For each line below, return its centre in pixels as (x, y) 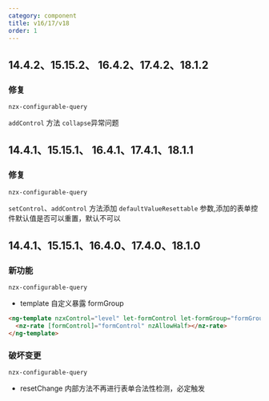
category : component (43, 16)
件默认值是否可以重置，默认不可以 (64, 218)
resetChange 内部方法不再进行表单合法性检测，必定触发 (112, 388)
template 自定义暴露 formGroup (72, 303)
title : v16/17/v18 (39, 23)
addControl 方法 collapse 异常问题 (64, 123)
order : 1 (23, 30)
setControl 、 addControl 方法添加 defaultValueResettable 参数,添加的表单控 (133, 208)
